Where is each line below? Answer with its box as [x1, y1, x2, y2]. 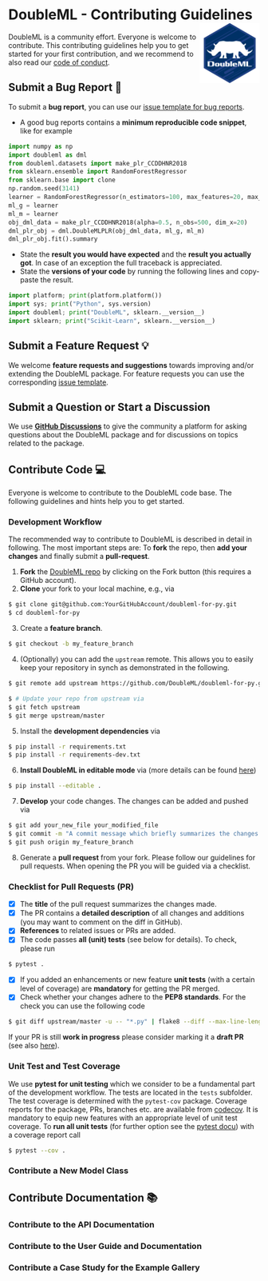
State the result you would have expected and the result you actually [19, 249, 251, 259]
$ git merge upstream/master [8, 712, 105, 720]
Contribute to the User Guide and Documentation [8, 1240, 202, 1251]
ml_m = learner [8, 210, 59, 217]
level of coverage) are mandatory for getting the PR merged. [19, 984, 220, 993]
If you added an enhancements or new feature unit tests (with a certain [19, 975, 255, 984]
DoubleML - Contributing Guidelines [8, 6, 253, 24]
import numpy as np [8, 142, 73, 150]
